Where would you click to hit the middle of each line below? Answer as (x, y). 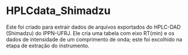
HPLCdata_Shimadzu (58, 11)
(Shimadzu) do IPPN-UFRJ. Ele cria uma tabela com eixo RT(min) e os (90, 33)
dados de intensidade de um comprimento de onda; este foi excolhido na (94, 39)
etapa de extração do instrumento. (48, 46)
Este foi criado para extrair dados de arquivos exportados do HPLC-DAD (93, 27)
